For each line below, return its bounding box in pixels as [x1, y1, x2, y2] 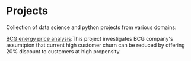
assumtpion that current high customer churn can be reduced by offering [6, 41, 185, 49]
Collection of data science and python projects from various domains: [6, 24, 177, 31]
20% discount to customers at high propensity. [6, 47, 121, 54]
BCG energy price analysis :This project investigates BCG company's [6, 35, 173, 42]
